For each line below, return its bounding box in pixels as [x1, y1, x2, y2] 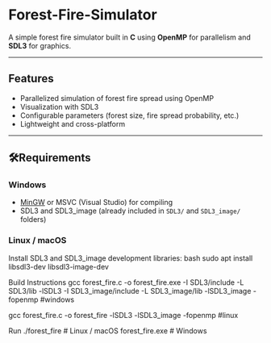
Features [8, 72, 54, 86]
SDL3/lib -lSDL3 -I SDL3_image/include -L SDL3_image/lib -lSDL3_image [8, 286, 252, 295]
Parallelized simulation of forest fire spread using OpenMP [19, 93, 215, 102]
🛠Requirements [8, 151, 91, 165]
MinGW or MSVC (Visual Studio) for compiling [19, 198, 173, 207]
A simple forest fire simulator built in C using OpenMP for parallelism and [8, 32, 252, 42]
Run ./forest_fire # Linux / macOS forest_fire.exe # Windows [8, 325, 207, 336]
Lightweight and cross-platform [19, 119, 126, 128]
